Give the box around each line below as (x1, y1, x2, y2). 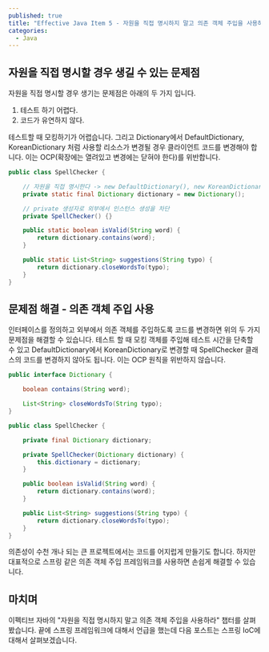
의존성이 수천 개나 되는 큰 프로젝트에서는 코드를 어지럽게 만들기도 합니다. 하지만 (8, 547, 256, 557)
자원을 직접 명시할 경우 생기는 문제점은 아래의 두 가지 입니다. (8, 89, 196, 98)
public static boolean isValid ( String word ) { (22, 226, 181, 234)
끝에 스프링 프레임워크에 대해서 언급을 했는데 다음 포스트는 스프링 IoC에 (38, 626, 261, 635)
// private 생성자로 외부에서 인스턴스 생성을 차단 (22, 205, 170, 213)
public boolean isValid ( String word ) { (22, 480, 156, 488)
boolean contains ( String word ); (22, 386, 130, 394)
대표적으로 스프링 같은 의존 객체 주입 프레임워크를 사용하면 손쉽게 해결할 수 (8, 557, 242, 566)
